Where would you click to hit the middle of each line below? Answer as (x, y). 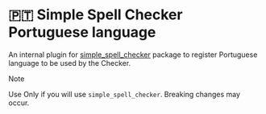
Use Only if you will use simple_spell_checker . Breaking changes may (124, 94)
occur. (19, 103)
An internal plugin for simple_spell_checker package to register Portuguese (133, 55)
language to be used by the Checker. (70, 63)
